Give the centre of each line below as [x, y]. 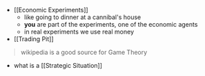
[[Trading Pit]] [33, 39]
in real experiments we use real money [79, 31]
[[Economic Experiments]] [51, 10]
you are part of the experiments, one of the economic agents [111, 24]
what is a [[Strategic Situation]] [58, 65]
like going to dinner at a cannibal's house [82, 17]
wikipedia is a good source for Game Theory [84, 52]
